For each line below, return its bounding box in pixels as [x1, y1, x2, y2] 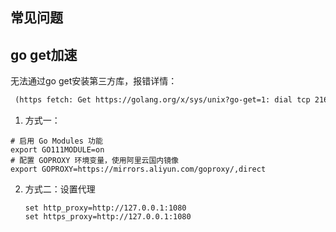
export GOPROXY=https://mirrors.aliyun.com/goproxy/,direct [10, 164, 267, 175]
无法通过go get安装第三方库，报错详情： [10, 75, 178, 87]
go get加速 [10, 46, 78, 63]
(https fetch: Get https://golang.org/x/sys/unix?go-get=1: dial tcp [14, 95, 311, 105]
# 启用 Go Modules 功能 [10, 136, 103, 147]
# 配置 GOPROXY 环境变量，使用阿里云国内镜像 [10, 156, 179, 166]
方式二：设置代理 [24, 183, 96, 195]
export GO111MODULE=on [10, 145, 105, 155]
